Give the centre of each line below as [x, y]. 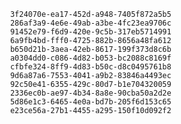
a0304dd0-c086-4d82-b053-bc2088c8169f [90, 58]
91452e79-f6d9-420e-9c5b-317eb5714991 [90, 32]
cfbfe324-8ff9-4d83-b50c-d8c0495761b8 [90, 67]
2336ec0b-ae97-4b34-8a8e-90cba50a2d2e [90, 93]
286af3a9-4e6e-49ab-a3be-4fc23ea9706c [90, 23]
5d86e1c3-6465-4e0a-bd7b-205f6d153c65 [90, 102]
